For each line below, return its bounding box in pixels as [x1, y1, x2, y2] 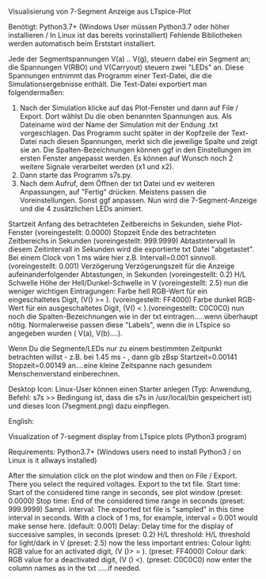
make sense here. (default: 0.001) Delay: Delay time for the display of [8, 521, 234, 531]
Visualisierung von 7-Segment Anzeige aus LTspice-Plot [8, 7, 192, 16]
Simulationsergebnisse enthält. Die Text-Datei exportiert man [8, 79, 207, 89]
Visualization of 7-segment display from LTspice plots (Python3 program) [8, 432, 247, 441]
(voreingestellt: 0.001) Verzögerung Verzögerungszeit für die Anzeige [8, 261, 235, 271]
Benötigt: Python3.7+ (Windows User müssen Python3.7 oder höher [8, 22, 230, 31]
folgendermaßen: [8, 88, 65, 97]
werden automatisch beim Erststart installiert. [8, 39, 156, 48]
